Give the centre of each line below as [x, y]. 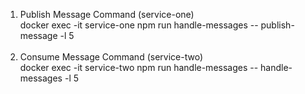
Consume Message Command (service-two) [111, 57]
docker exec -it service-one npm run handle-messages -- [139, 25]
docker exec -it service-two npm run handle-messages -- [139, 67]
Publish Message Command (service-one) [107, 14]
